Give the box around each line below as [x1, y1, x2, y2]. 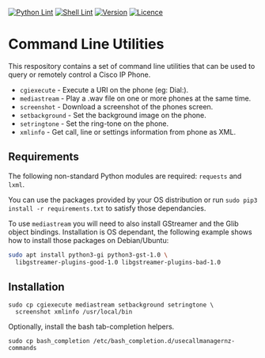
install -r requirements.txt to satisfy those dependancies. [8, 203, 206, 213]
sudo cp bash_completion [8, 337, 90, 345]
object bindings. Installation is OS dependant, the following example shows [8, 227, 252, 237]
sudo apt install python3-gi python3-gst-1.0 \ [8, 250, 168, 259]
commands [8, 345, 37, 352]
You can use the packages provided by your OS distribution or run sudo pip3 [8, 195, 258, 204]
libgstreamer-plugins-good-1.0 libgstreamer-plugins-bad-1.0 [15, 258, 221, 266]
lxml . [8, 179, 25, 189]
